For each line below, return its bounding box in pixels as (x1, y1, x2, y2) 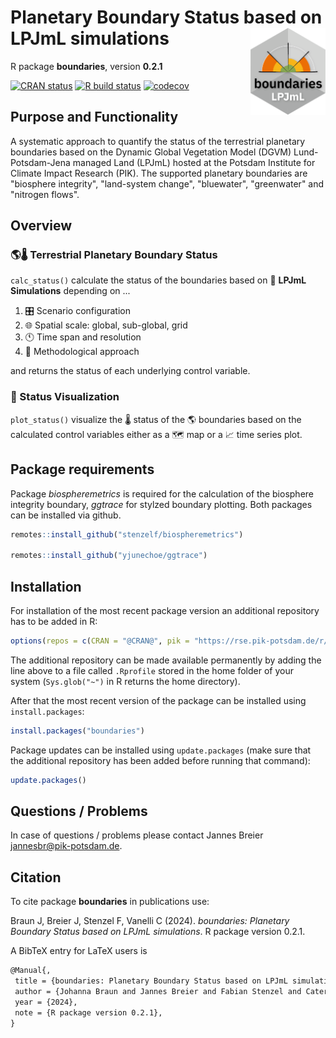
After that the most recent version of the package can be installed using (10, 694, 307, 706)
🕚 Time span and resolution (24, 331, 142, 343)
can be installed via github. (10, 509, 122, 521)
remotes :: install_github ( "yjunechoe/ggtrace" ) (10, 551, 208, 561)
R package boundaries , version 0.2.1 (10, 60, 163, 72)
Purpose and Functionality (10, 109, 179, 126)
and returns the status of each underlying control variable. (10, 365, 251, 377)
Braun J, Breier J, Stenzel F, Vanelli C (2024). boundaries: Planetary (10, 915, 290, 927)
